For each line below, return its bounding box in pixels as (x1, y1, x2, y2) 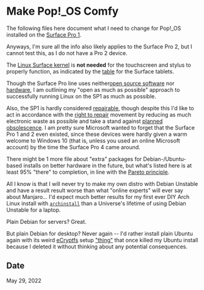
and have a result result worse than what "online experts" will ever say (6, 187, 183, 194)
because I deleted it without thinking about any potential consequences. (6, 243, 188, 250)
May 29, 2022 (6, 277, 42, 284)
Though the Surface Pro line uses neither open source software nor (6, 80, 175, 87)
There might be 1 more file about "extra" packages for (6, 155, 142, 163)
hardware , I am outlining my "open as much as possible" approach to (6, 86, 180, 93)
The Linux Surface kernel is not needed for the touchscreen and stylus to (6, 61, 191, 69)
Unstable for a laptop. (6, 206, 61, 214)
